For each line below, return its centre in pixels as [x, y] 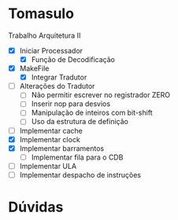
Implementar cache [51, 130]
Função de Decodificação [73, 59]
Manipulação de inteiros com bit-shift [92, 113]
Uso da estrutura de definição [80, 122]
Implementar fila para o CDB [77, 157]
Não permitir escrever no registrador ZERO [101, 95]
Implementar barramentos [62, 148]
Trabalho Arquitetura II [44, 35]
